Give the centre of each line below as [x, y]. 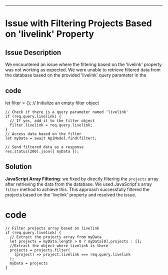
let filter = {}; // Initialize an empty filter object [52, 102]
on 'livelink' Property [49, 34]
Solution [18, 167]
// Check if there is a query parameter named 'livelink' [67, 112]
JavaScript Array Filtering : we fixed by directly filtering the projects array [82, 178]
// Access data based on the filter [43, 134]
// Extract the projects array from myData [55, 237]
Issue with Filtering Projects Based [79, 23]
